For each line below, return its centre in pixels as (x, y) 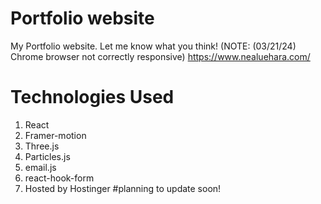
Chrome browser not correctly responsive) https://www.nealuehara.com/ (160, 56)
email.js (40, 167)
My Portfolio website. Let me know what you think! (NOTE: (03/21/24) (153, 46)
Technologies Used (92, 97)
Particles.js (47, 156)
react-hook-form (59, 178)
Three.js (42, 146)
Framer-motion (55, 135)
